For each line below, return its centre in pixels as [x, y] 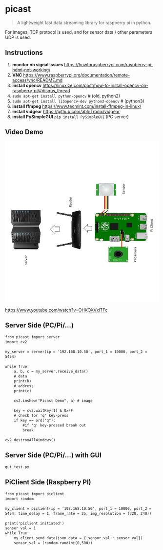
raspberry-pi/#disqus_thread [41, 90]
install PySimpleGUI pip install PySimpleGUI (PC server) [71, 117]
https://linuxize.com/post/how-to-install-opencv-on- [95, 85]
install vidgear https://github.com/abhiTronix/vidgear [66, 111]
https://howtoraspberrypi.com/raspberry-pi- [109, 64]
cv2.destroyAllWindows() [30, 440]
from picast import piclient [35, 494]
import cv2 [16, 342]
